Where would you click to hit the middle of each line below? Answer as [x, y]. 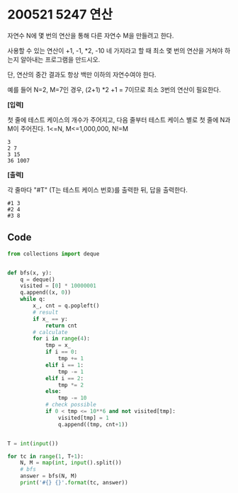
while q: [33, 299]
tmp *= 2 [70, 385]
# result [46, 312]
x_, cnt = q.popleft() [66, 306]
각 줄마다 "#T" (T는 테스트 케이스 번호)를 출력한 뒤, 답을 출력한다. [97, 189]
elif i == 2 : [64, 378]
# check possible [71, 405]
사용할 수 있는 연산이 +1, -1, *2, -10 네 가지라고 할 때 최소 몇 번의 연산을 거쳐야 [115, 50]
